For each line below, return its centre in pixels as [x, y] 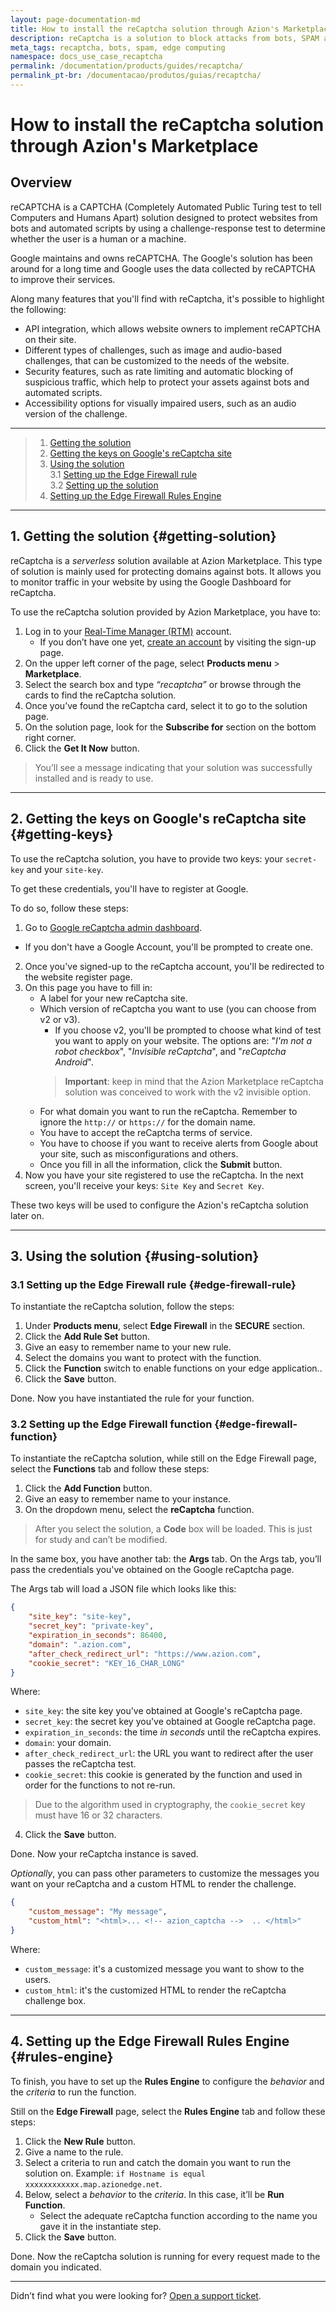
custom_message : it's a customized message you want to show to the [164, 1968]
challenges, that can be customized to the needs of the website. [157, 360]
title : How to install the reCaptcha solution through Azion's [145, 29]
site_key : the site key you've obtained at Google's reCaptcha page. [163, 1711]
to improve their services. [63, 279]
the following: [38, 309]
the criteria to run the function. [73, 2092]
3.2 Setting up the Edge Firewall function [111, 1424]
